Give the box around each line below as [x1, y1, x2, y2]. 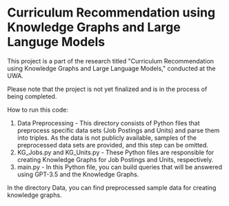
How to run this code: [7, 105, 69, 114]
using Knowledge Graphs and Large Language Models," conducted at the [7, 64, 216, 72]
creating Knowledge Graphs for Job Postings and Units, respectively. [17, 155, 214, 163]
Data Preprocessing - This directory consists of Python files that [17, 119, 200, 127]
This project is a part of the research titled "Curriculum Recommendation [7, 56, 215, 65]
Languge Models [7, 34, 106, 50]
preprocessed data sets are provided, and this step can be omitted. [17, 141, 209, 149]
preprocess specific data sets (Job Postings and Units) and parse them [17, 126, 220, 134]
